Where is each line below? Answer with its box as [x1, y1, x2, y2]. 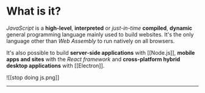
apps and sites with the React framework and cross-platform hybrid [6, 55, 181, 63]
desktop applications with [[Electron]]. [6, 62, 105, 69]
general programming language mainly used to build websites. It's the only [6, 30, 194, 38]
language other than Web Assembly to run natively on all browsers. [6, 37, 175, 44]
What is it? [6, 4, 62, 18]
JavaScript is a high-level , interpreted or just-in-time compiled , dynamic [6, 24, 193, 32]
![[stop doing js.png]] [6, 74, 60, 81]
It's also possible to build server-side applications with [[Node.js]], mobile [6, 49, 195, 56]
